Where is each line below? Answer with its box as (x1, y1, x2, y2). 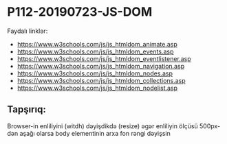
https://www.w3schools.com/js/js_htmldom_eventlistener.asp (17, 54, 191, 62)
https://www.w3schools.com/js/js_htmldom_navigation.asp (17, 62, 184, 70)
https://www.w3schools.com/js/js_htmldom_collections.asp (17, 76, 186, 84)
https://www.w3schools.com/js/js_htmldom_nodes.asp (17, 69, 173, 77)
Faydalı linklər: (7, 27, 48, 35)
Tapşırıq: (7, 104, 46, 115)
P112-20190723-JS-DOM (7, 4, 153, 20)
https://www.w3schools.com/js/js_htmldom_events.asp (17, 47, 174, 56)
